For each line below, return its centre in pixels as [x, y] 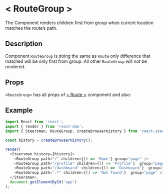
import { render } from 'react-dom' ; [44, 127]
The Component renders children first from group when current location [79, 23]
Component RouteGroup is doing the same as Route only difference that [78, 56]
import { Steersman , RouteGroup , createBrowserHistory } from [71, 131]
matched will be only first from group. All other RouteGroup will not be [76, 61]
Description [24, 44]
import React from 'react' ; [34, 122]
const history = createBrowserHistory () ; [49, 140]
